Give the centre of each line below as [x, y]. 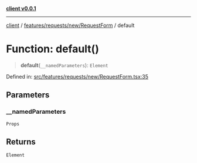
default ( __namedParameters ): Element [64, 65]
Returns [21, 142]
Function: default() [53, 49]
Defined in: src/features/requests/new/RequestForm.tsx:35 [77, 76]
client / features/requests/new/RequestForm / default [70, 25]
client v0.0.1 [21, 9]
